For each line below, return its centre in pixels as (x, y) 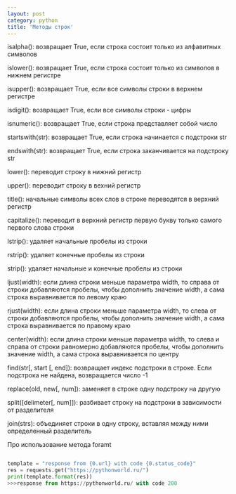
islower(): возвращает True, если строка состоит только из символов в (113, 68)
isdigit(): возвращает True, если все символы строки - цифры (99, 110)
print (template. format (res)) (50, 477)
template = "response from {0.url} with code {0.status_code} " (102, 464)
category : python (33, 20)
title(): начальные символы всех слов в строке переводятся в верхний (113, 199)
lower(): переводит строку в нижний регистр (74, 172)
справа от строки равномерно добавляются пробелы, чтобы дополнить (116, 347)
